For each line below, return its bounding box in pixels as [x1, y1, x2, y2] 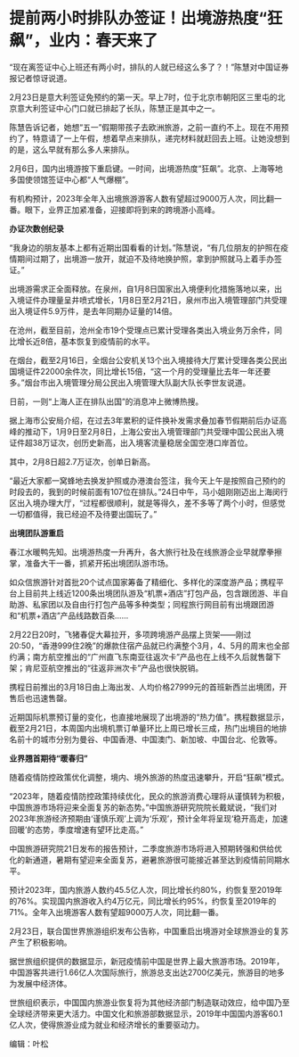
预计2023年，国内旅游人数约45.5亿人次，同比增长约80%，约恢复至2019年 [9, 884, 283, 895]
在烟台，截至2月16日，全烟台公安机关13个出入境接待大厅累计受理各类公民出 [9, 354, 287, 366]
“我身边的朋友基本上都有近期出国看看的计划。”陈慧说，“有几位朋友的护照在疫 [9, 242, 289, 252]
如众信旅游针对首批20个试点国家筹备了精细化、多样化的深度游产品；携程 [9, 576, 277, 587]
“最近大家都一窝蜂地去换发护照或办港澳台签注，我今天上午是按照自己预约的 [9, 475, 287, 486]
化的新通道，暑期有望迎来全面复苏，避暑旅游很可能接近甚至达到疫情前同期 [9, 854, 282, 865]
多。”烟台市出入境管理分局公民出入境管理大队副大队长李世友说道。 [9, 376, 251, 388]
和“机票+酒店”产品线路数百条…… [9, 610, 129, 621]
